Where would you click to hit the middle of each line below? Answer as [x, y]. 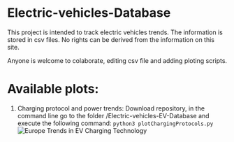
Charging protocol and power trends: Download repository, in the [111, 108]
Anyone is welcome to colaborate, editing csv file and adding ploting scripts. [117, 60]
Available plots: [53, 89]
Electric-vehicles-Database [89, 13]
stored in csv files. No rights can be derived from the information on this [111, 39]
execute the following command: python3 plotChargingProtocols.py [115, 123]
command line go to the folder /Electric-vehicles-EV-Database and [113, 115]
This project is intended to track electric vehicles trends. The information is [115, 32]
